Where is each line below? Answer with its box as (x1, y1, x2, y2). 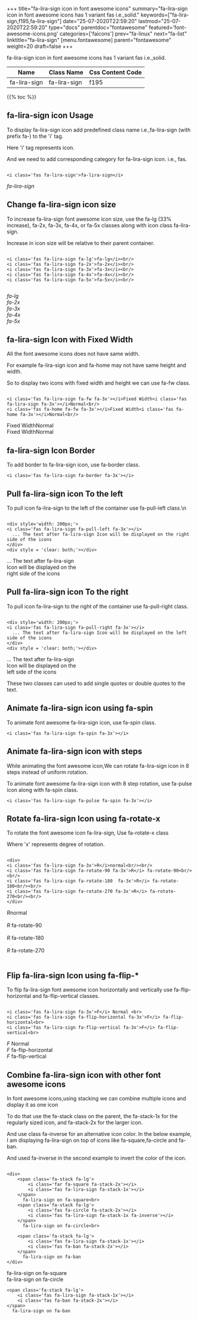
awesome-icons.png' (7, 30, 59, 37)
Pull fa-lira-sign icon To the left (7, 488, 124, 499)
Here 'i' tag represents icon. (7, 144, 75, 151)
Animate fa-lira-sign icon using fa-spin (7, 703, 153, 713)
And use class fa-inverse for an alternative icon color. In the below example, (7, 1130, 192, 1137)
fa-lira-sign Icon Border (7, 445, 95, 455)
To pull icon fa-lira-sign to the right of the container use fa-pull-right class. (7, 603, 189, 610)
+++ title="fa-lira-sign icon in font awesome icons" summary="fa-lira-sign (7, 5, 188, 12)
